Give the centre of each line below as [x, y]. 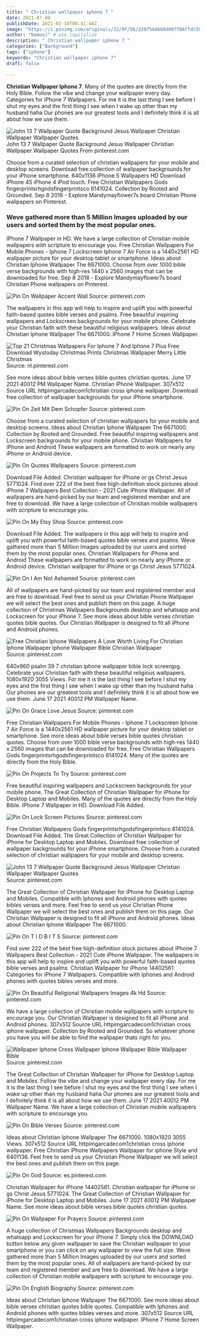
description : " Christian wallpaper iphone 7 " [68, 41]
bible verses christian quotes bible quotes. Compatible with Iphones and [97, 1307]
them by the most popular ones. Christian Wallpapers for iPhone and [93, 553]
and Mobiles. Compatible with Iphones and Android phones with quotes [97, 898]
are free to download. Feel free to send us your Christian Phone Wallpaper [100, 596]
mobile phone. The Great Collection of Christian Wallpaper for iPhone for [98, 792]
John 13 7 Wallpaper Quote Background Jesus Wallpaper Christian [90, 144]
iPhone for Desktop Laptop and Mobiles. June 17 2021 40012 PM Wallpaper [101, 1200]
